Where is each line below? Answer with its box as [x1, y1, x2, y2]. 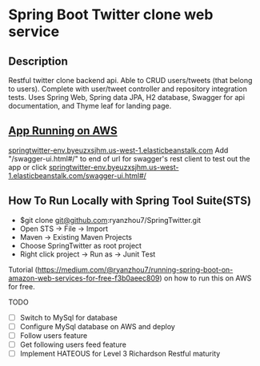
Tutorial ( [8, 265, 38, 274]
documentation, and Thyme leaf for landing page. [8, 101, 172, 110]
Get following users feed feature [19, 340, 126, 349]
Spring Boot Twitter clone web [8, 6, 214, 24]
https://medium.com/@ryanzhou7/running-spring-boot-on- [37, 265, 234, 274]
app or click [8, 162, 48, 172]
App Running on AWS [8, 124, 118, 137]
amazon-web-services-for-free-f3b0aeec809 [8, 273, 160, 283]
